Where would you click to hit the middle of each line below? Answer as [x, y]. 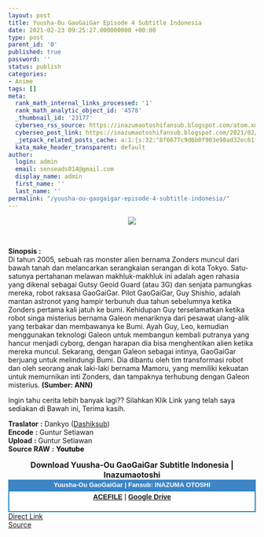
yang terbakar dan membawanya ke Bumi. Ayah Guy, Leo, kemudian [119, 326]
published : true [35, 52]
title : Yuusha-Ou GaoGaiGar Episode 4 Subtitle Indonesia [105, 23]
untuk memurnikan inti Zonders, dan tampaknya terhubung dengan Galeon [129, 376]
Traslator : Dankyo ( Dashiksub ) [59, 424]
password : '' [29, 60]
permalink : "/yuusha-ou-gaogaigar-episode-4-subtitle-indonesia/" [119, 198]
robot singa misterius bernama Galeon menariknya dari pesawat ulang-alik [129, 318]
